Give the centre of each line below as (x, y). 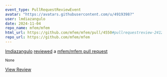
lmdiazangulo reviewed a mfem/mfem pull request (56, 51)
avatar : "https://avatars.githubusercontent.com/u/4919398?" (70, 14)
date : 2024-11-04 (23, 23)
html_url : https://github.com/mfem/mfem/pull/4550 (59, 33)
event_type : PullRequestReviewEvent (43, 10)
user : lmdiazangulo (25, 19)
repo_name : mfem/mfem (28, 28)
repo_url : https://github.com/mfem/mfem (48, 38)
